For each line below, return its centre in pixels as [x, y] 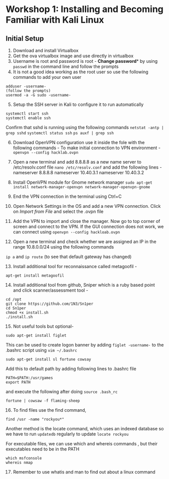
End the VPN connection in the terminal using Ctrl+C [67, 196]
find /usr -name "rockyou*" [35, 419]
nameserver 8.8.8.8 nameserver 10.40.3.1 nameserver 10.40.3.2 [78, 172]
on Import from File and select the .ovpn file [58, 211]
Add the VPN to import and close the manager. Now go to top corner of [87, 221]
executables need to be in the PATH [43, 449]
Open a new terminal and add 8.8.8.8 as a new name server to [77, 162]
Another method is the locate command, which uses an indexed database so [85, 429]
